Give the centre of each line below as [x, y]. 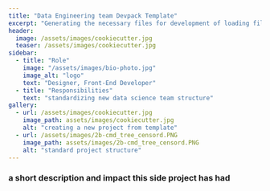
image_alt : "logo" [53, 75]
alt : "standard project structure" [82, 150]
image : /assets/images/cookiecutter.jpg [84, 38]
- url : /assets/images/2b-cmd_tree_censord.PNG [97, 135]
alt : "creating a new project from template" [100, 128]
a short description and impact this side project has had [119, 178]
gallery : [23, 105]
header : [21, 30]
